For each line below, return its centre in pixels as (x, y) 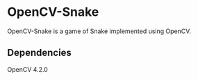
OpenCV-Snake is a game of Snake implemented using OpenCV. (99, 31)
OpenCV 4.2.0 (28, 69)
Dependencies (39, 53)
